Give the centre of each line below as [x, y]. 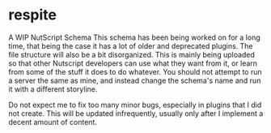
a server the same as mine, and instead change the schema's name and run [135, 80]
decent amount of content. [53, 122]
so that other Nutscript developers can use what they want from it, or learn [133, 63]
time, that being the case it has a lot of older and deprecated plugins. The [131, 45]
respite [32, 15]
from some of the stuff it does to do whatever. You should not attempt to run [135, 71]
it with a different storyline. [53, 89]
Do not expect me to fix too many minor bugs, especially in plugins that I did [135, 105]
